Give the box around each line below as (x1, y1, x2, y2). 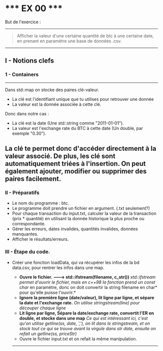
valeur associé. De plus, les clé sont (5, 152, 115, 160)
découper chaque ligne (19, 305, 66, 311)
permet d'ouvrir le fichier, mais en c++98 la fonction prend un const (19, 279, 156, 285)
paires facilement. (5, 175, 62, 183)
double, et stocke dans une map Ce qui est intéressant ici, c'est (19, 315, 148, 321)
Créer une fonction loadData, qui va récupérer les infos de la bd (12, 259, 140, 265)
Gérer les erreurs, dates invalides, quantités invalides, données (12, 226, 138, 232)
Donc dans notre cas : (5, 111, 49, 116)
